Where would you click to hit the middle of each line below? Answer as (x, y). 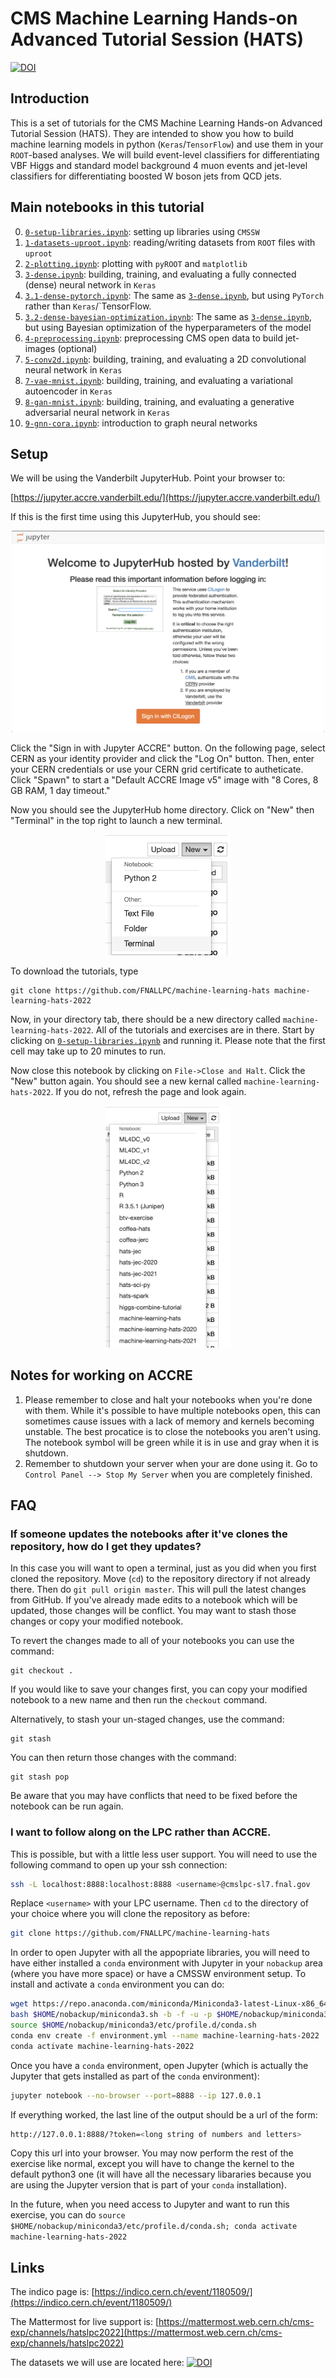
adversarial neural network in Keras (97, 412)
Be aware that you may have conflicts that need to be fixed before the (154, 1796)
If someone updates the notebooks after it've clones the (149, 1534)
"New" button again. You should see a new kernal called (126, 1081)
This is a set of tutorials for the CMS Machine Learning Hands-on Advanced (166, 123)
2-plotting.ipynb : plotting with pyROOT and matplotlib (136, 263)
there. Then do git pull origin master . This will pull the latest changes (158, 1589)
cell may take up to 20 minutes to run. (88, 1051)
